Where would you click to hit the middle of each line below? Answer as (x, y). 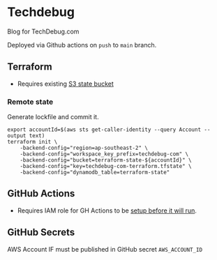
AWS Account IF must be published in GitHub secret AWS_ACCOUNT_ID (105, 249)
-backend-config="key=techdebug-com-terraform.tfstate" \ (106, 167)
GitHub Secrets (41, 232)
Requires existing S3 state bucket (65, 84)
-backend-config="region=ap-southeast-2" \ (84, 148)
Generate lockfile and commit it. (53, 117)
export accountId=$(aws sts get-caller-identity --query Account (104, 130)
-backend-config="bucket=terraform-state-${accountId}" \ (106, 160)
